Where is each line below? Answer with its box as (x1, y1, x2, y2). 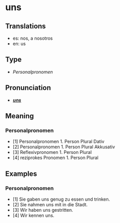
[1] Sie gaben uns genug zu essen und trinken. (12, 196, 110, 202)
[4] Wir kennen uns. (12, 212, 54, 218)
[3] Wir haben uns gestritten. (12, 207, 73, 213)
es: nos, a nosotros (12, 35, 53, 41)
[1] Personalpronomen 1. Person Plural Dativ (12, 139, 105, 145)
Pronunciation (5, 83, 51, 92)
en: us (12, 41, 26, 47)
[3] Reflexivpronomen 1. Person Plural (12, 149, 92, 155)
